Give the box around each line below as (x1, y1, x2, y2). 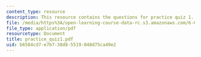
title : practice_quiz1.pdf (6, 36, 74, 42)
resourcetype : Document (6, 31, 66, 37)
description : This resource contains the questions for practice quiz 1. (6, 14, 194, 20)
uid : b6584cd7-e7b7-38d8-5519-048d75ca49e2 (6, 42, 117, 48)
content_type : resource (6, 8, 66, 15)
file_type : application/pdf (6, 25, 77, 31)
